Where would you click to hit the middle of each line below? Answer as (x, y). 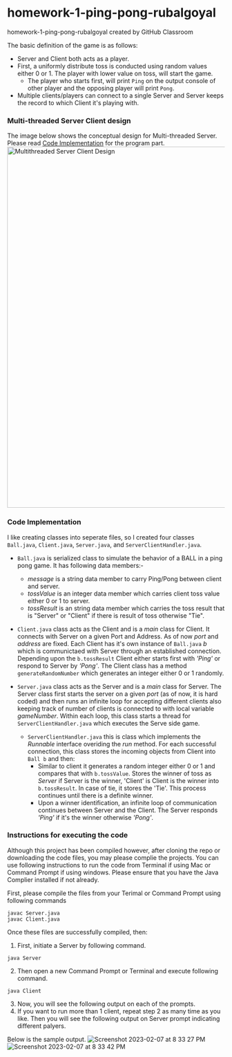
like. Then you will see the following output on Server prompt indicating (118, 1018)
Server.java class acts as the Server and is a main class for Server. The (119, 686)
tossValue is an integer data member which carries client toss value (124, 594)
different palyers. (41, 1026)
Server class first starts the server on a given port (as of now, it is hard (117, 694)
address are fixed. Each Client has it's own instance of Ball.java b (112, 643)
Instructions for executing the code (68, 835)
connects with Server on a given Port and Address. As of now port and (118, 636)
